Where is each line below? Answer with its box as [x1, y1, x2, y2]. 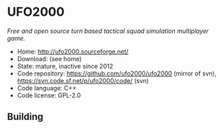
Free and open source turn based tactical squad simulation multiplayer [7, 27, 209, 35]
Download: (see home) [17, 54, 82, 62]
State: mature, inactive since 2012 [17, 62, 114, 70]
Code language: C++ [17, 84, 77, 92]
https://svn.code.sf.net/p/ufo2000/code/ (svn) [17, 76, 149, 84]
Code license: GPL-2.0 [17, 91, 81, 99]
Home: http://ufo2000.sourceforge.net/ [17, 47, 129, 56]
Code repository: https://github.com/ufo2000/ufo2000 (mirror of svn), [17, 69, 217, 78]
